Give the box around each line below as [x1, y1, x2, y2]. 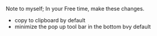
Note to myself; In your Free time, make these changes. [5, 5, 145, 12]
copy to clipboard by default [14, 17, 86, 23]
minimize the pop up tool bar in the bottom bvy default [14, 23, 152, 30]
